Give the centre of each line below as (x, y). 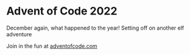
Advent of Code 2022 (62, 11)
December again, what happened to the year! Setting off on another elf (95, 28)
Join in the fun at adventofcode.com (52, 46)
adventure (19, 34)
